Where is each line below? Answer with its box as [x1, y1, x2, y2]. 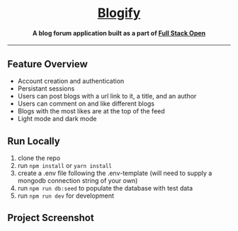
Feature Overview [7, 58, 89, 70]
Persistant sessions [17, 84, 75, 93]
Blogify [97, 5, 141, 21]
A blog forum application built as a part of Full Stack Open [32, 28, 206, 37]
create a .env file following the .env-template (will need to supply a [17, 169, 212, 178]
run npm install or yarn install [17, 162, 112, 170]
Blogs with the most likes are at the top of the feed [17, 107, 165, 115]
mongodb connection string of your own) [17, 176, 138, 185]
